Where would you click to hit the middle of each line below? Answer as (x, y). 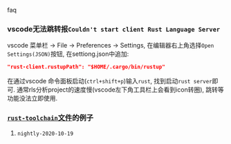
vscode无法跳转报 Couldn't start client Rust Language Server (114, 29)
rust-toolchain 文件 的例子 (50, 118)
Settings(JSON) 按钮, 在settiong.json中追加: (68, 54)
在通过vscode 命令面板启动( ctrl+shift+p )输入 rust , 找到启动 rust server (110, 81)
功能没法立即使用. (33, 99)
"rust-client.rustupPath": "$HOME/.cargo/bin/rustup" (86, 67)
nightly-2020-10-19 (45, 134)
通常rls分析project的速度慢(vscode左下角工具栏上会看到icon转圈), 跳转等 (120, 90)
